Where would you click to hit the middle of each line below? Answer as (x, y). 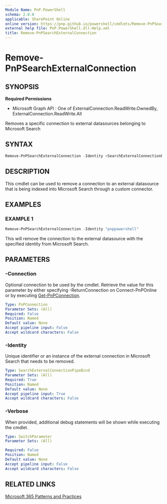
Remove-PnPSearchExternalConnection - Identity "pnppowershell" (72, 229)
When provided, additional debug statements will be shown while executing (83, 422)
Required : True (21, 380)
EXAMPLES (23, 205)
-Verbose (17, 411)
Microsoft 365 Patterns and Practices (43, 496)
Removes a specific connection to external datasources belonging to (75, 123)
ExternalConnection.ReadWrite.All (47, 114)
